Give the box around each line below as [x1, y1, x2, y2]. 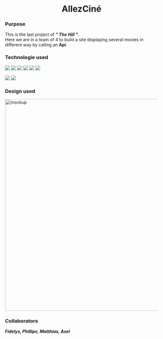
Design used [5, 88, 35, 94]
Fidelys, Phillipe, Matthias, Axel [5, 328, 70, 335]
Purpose [5, 21, 26, 28]
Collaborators [5, 318, 38, 324]
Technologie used [5, 54, 49, 61]
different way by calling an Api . [5, 42, 67, 48]
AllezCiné [61, 3, 102, 15]
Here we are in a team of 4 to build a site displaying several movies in [5, 37, 144, 43]
